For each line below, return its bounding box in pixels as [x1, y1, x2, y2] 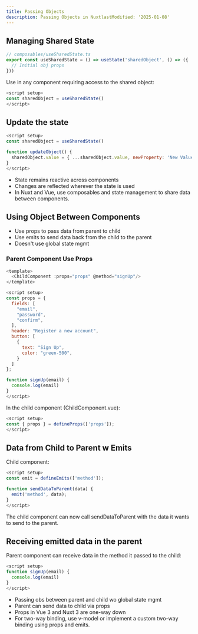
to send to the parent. [6, 519, 59, 526]
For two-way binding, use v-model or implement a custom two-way [14, 615, 179, 622]
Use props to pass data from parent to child [14, 227, 121, 235]
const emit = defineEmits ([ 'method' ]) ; [6, 475, 104, 481]
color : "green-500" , [21, 350, 72, 356]
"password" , [16, 312, 46, 318]
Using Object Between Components [6, 212, 140, 222]
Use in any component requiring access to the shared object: [6, 78, 154, 85]
